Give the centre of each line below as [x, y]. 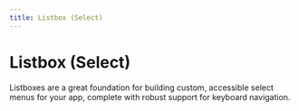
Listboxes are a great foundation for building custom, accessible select [142, 88]
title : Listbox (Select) [56, 18]
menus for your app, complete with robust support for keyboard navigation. [150, 97]
